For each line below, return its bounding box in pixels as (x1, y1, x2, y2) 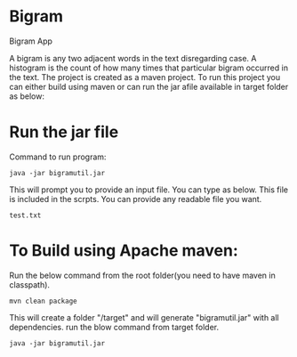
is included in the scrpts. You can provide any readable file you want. (9, 193, 262, 204)
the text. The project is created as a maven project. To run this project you (9, 71, 281, 82)
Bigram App (9, 36, 53, 46)
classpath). (9, 279, 51, 290)
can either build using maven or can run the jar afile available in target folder (9, 81, 289, 92)
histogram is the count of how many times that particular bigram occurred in (9, 62, 289, 73)
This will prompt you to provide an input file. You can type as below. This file (9, 184, 289, 195)
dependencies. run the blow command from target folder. (9, 321, 220, 332)
